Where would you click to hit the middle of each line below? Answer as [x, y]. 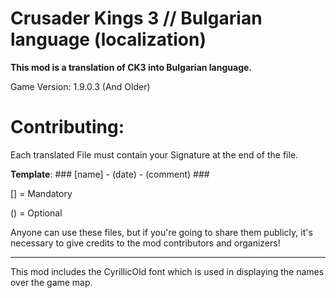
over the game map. [51, 282]
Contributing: [67, 127]
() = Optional [36, 213]
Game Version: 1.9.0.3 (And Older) [80, 86]
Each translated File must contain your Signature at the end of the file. [154, 154]
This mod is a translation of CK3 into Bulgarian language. [131, 67]
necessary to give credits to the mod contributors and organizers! [145, 243]
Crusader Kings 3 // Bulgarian [136, 18]
